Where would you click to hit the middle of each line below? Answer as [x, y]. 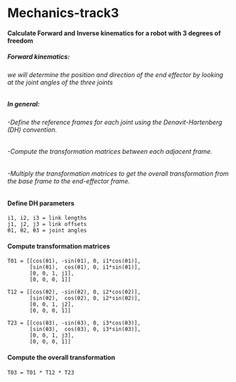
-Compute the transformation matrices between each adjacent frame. [110, 152]
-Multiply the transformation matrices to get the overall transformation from [118, 173]
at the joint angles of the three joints [60, 82]
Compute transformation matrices [59, 246]
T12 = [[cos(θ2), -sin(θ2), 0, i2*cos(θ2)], [74, 292]
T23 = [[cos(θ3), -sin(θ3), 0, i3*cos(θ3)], [74, 323]
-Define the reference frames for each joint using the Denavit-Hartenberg [115, 122]
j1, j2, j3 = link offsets [47, 225]
